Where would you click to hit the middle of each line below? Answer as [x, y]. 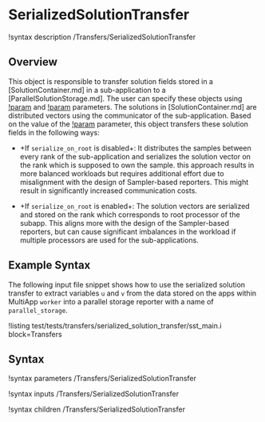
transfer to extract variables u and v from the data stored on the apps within [132, 293]
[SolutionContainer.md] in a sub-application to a [87, 90]
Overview [33, 62]
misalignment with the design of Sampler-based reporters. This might [134, 182]
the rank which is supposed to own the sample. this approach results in [137, 165]
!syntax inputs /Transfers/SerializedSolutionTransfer [94, 394]
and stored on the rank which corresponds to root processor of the [130, 215]
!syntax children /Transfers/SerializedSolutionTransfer [97, 409]
